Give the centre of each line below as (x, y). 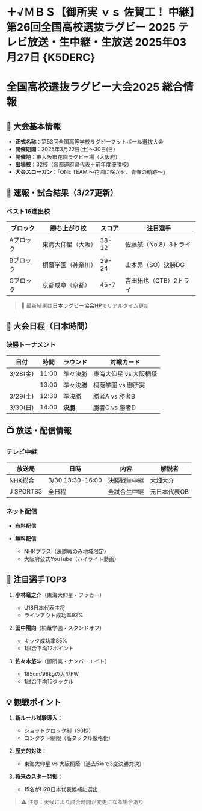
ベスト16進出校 (28, 211)
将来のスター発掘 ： (39, 777)
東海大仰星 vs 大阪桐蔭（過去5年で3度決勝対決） (84, 764)
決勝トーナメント (31, 345)
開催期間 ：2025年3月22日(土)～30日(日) (65, 149)
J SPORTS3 (26, 492)
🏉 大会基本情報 (34, 126)
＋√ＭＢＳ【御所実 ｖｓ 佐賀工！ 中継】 (100, 12)
